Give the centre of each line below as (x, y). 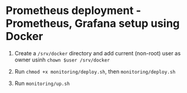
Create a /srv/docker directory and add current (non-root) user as (97, 53)
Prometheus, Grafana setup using (93, 23)
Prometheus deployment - (73, 11)
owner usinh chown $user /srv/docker (62, 60)
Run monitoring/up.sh (42, 83)
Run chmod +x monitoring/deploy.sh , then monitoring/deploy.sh (95, 71)
